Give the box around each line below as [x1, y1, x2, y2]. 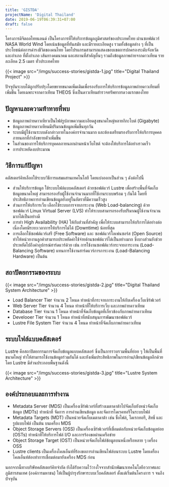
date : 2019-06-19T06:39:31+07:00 [5, 17, 76, 22]
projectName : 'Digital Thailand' [5, 12, 76, 17]
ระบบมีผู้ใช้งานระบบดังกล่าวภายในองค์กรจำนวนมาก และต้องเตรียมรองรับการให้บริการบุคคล [12, 129, 162, 135]
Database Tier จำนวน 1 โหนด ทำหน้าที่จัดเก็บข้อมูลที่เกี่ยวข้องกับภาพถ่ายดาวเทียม [12, 308, 152, 314]
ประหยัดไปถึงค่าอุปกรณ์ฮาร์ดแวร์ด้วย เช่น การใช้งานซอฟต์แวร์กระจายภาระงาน [12, 242, 139, 248]
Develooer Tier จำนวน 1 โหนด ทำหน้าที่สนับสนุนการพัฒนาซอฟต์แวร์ [12, 314, 132, 320]
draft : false [5, 21, 33, 27]
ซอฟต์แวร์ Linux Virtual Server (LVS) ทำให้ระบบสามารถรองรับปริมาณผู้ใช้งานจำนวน [12, 207, 161, 213]
